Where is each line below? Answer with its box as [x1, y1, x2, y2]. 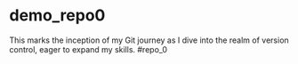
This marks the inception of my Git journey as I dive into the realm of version [9, 35, 289, 45]
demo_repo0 [9, 5, 106, 26]
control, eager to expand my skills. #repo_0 [9, 44, 167, 54]
